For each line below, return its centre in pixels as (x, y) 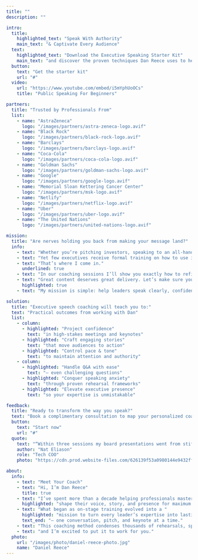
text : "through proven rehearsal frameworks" (84, 384)
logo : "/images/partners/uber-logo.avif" (73, 214)
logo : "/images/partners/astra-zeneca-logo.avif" (84, 126)
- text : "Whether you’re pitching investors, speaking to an (93, 252)
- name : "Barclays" (41, 143)
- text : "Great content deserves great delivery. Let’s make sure (100, 280)
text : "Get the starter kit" (52, 71)
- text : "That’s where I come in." (60, 263)
